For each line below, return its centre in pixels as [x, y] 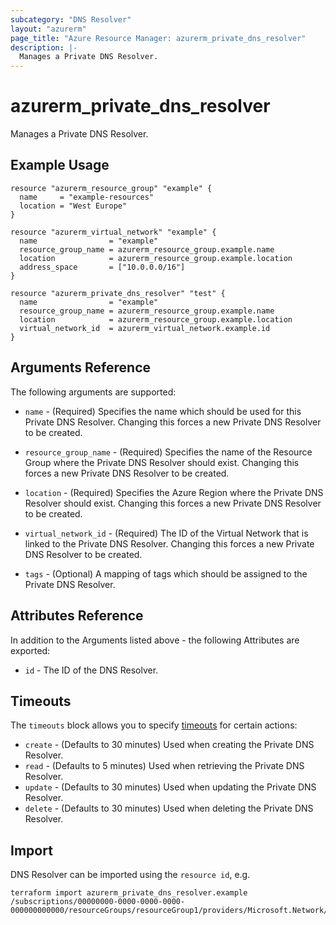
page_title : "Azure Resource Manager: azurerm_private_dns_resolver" [158, 38]
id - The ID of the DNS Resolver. [91, 670]
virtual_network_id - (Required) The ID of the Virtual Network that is [166, 533]
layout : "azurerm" [48, 29]
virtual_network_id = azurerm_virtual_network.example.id [145, 328]
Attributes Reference [77, 616]
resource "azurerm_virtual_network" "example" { [113, 232]
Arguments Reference [81, 367]
